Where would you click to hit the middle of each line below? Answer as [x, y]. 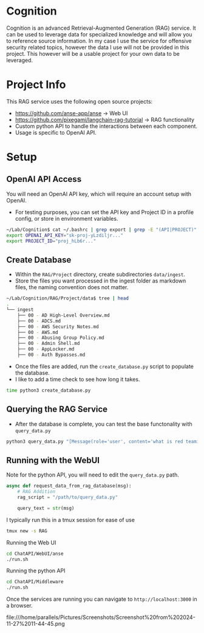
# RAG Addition [36, 492]
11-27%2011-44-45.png [36, 624]
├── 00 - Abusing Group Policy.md [61, 338]
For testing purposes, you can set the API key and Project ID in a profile [104, 212]
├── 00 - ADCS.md [39, 321]
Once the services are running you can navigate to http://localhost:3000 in [102, 599]
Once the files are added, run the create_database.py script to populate [104, 366]
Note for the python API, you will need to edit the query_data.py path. [93, 475]
